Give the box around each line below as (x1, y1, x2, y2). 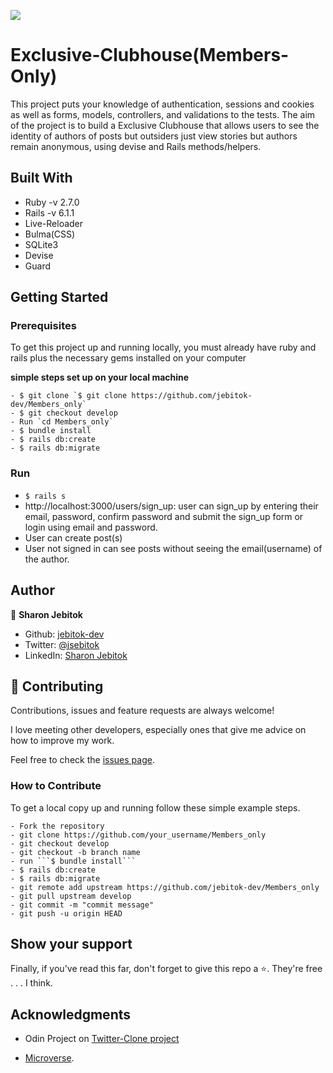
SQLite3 (24, 238, 59, 250)
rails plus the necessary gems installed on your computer (10, 352, 247, 364)
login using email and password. (24, 521, 158, 533)
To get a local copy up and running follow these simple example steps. (10, 801, 301, 814)
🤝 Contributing (10, 678, 104, 695)
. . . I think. (10, 977, 53, 989)
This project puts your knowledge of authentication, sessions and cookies (10, 98, 315, 110)
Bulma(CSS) (24, 228, 76, 240)
